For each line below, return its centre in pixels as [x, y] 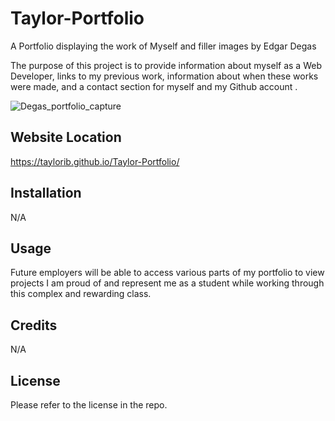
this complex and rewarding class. [81, 294]
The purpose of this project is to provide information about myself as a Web [166, 65]
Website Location [66, 137]
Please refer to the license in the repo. [89, 405]
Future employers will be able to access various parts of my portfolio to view [167, 273]
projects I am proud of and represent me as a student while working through [167, 283]
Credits [34, 325]
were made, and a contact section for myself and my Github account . [154, 86]
